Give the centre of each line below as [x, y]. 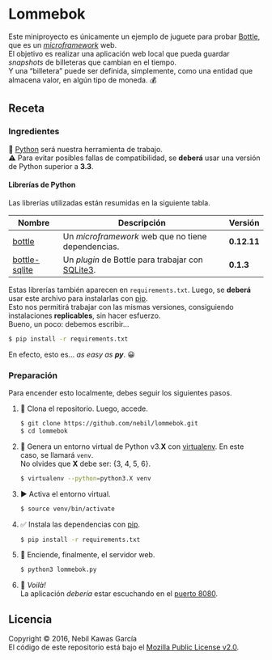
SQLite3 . [79, 269]
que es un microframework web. [63, 44]
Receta [26, 109]
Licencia [30, 619]
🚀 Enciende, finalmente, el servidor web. [87, 555]
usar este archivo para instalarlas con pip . [78, 298]
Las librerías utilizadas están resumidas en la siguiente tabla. [109, 202]
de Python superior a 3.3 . [51, 166]
